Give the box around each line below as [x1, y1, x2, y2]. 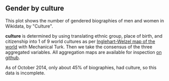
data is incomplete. [5, 70, 45, 76]
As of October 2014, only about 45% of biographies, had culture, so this [5, 64, 157, 70]
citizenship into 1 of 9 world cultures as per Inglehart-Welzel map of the [5, 38, 156, 44]
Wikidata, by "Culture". [5, 23, 54, 29]
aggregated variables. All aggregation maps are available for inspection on [5, 49, 162, 55]
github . [5, 55, 20, 61]
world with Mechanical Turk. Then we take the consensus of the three [5, 43, 153, 50]
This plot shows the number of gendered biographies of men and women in [5, 17, 164, 23]
